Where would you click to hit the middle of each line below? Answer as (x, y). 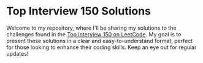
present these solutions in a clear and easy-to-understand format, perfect (100, 41)
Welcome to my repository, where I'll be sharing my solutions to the (91, 28)
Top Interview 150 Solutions (79, 11)
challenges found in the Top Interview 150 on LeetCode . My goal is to (94, 34)
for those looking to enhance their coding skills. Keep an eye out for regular (101, 47)
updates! (17, 53)
